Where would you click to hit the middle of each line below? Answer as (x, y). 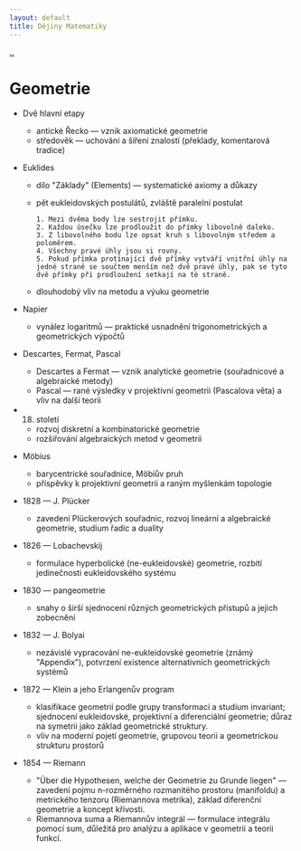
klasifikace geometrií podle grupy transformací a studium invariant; (160, 707)
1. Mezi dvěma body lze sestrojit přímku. (117, 220)
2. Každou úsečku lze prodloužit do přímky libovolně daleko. (155, 227)
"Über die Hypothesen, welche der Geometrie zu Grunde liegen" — (161, 780)
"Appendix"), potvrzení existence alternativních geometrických (153, 663)
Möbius (37, 456)
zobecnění (56, 617)
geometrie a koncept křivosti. (90, 809)
